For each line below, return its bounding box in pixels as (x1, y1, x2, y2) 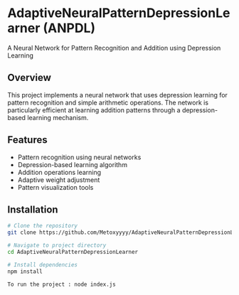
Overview (7, 72, 52, 84)
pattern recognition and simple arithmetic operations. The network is (7, 98, 208, 107)
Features (7, 134, 48, 146)
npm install (7, 268, 43, 275)
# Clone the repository (7, 222, 78, 230)
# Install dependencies (7, 261, 78, 268)
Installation (7, 203, 58, 215)
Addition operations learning (17, 168, 102, 176)
